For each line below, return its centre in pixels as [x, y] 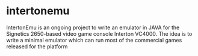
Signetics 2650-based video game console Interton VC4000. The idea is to [99, 33]
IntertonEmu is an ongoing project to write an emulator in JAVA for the [93, 27]
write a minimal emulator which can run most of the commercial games [94, 40]
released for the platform [37, 46]
